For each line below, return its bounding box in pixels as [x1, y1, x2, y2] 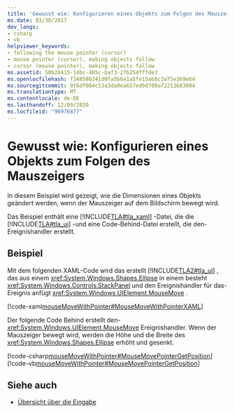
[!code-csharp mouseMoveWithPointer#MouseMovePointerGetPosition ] [7, 351, 213, 360]
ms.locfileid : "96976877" [7, 108, 83, 115]
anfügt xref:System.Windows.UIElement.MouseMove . [31, 288, 188, 297]
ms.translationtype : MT [7, 88, 77, 95]
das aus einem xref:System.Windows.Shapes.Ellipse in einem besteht [7, 273, 208, 282]
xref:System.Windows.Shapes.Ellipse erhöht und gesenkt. [7, 338, 175, 346]
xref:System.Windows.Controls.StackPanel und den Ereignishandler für [7, 281, 213, 290]
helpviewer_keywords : [7, 43, 71, 50]
